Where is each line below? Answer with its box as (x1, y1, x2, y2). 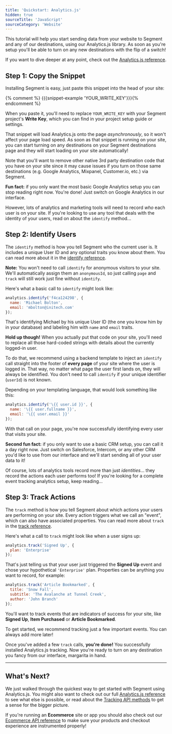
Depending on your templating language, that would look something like (5, 387, 157, 393)
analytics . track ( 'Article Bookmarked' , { (5, 582, 95, 588)
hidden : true (5, 12, 33, 17)
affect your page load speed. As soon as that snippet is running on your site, (5, 137, 166, 143)
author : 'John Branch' (10, 596, 58, 602)
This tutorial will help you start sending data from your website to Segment (5, 36, 163, 42)
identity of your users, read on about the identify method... (5, 216, 132, 222)
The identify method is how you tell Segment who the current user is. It (5, 244, 158, 250)
